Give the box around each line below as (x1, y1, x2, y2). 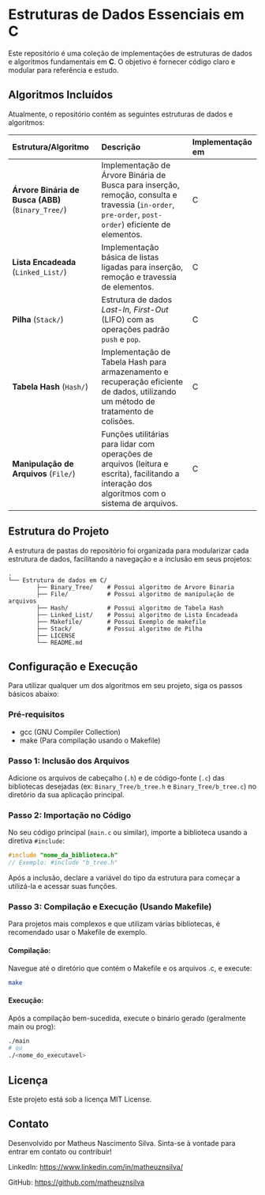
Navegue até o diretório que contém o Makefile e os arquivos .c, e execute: (8, 963, 252, 973)
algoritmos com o (101, 488, 166, 499)
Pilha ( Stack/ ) (12, 314, 65, 325)
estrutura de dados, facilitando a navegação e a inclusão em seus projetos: (8, 554, 252, 563)
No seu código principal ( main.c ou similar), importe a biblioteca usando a (8, 828, 248, 838)
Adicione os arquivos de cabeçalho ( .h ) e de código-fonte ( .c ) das (8, 773, 225, 782)
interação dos (101, 478, 152, 489)
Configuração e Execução (8, 660, 138, 673)
